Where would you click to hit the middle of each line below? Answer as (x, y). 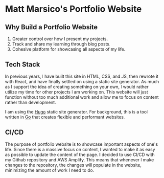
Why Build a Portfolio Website (51, 27)
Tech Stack (23, 65)
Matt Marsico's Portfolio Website (73, 9)
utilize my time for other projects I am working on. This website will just (77, 92)
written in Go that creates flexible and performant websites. (65, 117)
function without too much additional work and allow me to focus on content (82, 97)
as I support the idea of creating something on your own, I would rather (77, 87)
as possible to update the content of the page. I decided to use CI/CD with (80, 155)
